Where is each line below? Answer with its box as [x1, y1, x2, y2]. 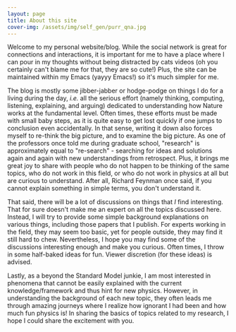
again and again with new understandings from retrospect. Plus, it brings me [7, 154, 230, 162]
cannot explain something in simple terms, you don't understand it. [7, 184, 201, 193]
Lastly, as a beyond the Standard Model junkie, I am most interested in [7, 271, 211, 280]
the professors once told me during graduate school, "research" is [7, 139, 200, 148]
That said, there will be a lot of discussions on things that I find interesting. [7, 198, 223, 206]
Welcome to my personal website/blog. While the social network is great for [7, 43, 228, 52]
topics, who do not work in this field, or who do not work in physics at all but [7, 169, 229, 177]
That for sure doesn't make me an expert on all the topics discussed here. [7, 206, 222, 214]
